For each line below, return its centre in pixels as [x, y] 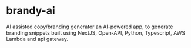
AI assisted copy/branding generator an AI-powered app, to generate [90, 27]
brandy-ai [31, 11]
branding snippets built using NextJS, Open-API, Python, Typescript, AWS [96, 32]
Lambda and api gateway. [37, 39]
